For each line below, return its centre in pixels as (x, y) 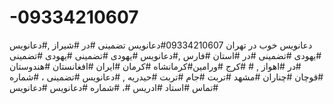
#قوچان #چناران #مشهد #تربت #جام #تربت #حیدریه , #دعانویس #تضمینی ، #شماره (166, 77)
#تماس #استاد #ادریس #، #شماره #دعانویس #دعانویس (114, 87)
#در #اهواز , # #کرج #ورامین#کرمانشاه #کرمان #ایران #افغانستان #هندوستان (155, 66)
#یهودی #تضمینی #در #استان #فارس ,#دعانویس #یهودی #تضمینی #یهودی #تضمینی (165, 55)
